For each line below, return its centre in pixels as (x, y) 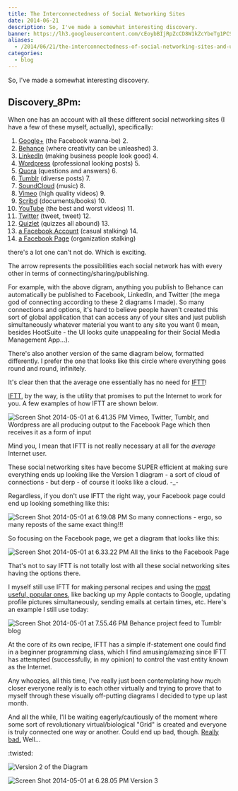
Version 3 (144, 780)
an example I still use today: (48, 609)
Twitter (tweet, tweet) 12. (54, 216)
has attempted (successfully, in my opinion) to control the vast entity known (118, 659)
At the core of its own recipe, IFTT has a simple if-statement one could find (117, 644)
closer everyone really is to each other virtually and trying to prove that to (115, 688)
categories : (25, 54)
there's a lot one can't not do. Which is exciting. (77, 252)
